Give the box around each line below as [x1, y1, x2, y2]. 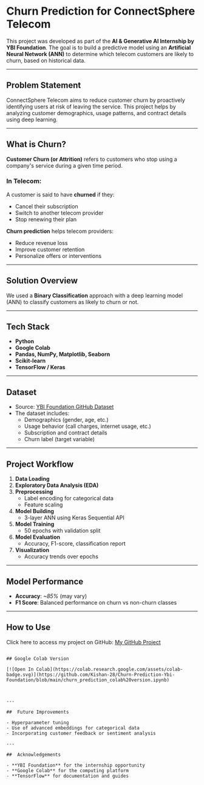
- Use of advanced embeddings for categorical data [6, 725, 140, 731]
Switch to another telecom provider [15, 209, 104, 216]
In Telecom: [6, 177, 42, 185]
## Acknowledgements [6, 751, 61, 758]
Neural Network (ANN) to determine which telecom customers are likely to [6, 50, 194, 57]
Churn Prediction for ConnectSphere [6, 4, 195, 18]
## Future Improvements [6, 709, 69, 715]
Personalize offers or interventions [15, 252, 102, 260]
